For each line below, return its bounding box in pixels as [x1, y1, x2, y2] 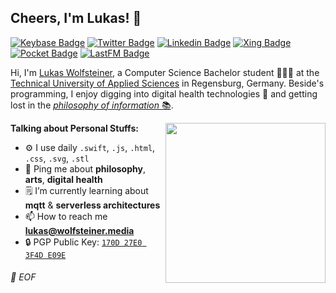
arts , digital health [24, 173, 103, 185]
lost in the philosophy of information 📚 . [10, 99, 174, 111]
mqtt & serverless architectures [24, 199, 161, 211]
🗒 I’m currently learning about [24, 184, 149, 196]
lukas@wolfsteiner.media [24, 224, 135, 236]
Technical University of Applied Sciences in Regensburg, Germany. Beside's [10, 77, 325, 89]
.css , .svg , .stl [24, 152, 90, 164]
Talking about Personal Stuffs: [10, 122, 139, 134]
